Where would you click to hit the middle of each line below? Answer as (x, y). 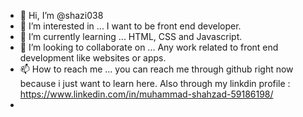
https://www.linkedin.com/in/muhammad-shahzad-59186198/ (146, 94)
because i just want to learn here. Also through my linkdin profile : (155, 83)
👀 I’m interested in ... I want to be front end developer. (130, 26)
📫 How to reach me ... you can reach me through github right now (156, 69)
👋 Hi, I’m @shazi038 (61, 15)
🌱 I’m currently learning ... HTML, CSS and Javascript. (131, 36)
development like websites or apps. (93, 58)
